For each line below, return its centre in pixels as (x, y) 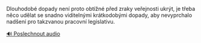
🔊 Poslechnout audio (33, 34)
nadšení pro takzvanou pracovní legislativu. (61, 21)
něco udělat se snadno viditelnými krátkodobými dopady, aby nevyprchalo (99, 15)
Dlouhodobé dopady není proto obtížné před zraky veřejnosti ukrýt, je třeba (101, 9)
